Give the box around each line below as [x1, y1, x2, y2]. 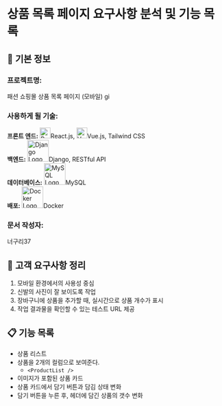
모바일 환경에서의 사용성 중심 [16, 279, 95, 288]
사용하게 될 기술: [7, 111, 58, 120]
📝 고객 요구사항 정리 [7, 259, 86, 271]
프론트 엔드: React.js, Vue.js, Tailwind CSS [7, 132, 146, 140]
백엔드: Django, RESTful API [7, 156, 106, 164]
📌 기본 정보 [7, 53, 51, 65]
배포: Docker [7, 202, 64, 210]
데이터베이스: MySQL [7, 178, 87, 186]
